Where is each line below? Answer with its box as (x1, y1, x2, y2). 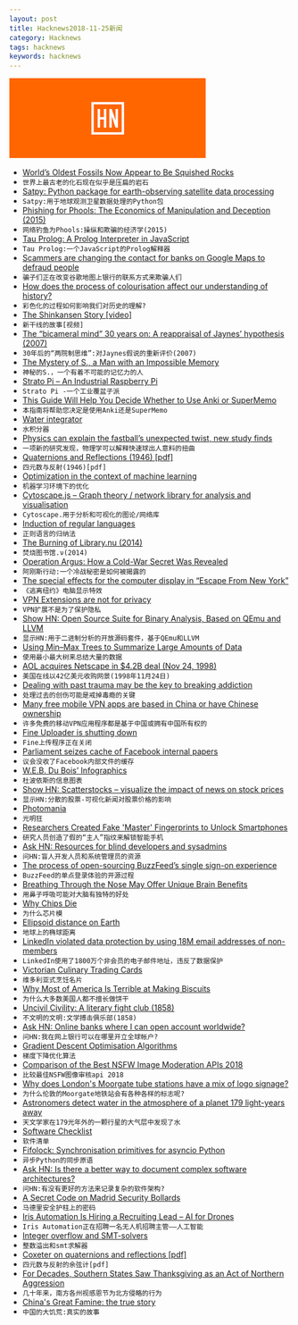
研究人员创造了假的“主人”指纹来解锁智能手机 (21, 834, 163, 843)
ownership (21, 709, 62, 719)
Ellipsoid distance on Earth (21, 917, 120, 928)
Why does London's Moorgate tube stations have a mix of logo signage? (21, 1078, 289, 1089)
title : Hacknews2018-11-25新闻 (9, 23, 123, 33)
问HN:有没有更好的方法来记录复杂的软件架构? (21, 1185, 165, 1194)
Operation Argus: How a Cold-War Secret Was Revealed (21, 557, 228, 567)
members (21, 945, 58, 956)
